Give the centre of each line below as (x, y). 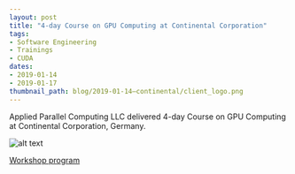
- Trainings (31, 50)
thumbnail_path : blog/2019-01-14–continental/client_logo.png (126, 91)
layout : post (33, 17)
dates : (21, 67)
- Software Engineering (53, 42)
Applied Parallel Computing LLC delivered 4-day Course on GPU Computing (147, 117)
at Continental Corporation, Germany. (78, 125)
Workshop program (45, 160)
